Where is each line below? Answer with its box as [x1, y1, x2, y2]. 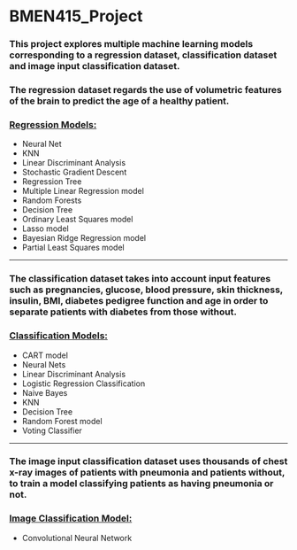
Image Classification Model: [9, 512, 133, 524]
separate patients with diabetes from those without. [9, 306, 237, 318]
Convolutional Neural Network [21, 532, 133, 543]
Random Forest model [21, 415, 103, 426]
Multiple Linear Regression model [21, 186, 144, 197]
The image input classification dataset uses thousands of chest [9, 455, 288, 468]
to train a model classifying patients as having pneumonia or [9, 477, 274, 490]
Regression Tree [21, 176, 82, 187]
